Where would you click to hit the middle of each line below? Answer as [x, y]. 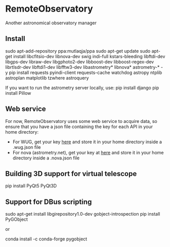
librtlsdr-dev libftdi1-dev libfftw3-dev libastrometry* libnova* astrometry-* [82, 67]
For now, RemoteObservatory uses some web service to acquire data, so [81, 121]
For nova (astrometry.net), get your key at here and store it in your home [88, 152]
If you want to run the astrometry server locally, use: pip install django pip [82, 88]
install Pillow [18, 93]
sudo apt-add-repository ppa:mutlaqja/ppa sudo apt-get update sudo [78, 51]
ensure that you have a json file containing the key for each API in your [79, 127]
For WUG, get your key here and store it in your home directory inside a [87, 142]
